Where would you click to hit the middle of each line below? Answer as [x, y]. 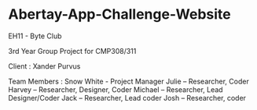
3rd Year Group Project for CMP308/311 [72, 51]
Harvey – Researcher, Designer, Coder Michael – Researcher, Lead [116, 89]
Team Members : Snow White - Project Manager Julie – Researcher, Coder [128, 81]
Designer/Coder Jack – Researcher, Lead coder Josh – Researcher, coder [127, 98]
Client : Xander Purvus [44, 66]
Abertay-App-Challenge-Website [119, 14]
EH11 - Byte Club [35, 36]
